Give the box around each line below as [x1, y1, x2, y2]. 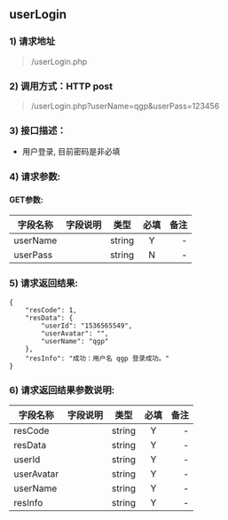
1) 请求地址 [9, 35, 56, 48]
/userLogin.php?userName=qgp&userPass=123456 [30, 100, 220, 111]
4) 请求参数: [9, 170, 61, 183]
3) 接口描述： [9, 124, 67, 137]
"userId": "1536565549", [41, 321, 133, 330]
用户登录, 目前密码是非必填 [21, 146, 121, 157]
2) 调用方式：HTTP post [9, 80, 114, 92]
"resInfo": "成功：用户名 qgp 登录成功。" [25, 354, 170, 363]
